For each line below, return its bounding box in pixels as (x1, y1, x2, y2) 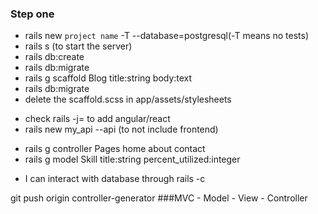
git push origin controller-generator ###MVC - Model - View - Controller (10, 192, 308, 204)
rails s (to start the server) (24, 40, 133, 52)
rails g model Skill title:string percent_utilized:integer (24, 153, 241, 166)
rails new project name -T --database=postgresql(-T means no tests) (24, 30, 310, 42)
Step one (10, 7, 55, 21)
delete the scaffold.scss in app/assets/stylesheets (24, 93, 232, 106)
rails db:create (24, 51, 85, 63)
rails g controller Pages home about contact (24, 143, 206, 155)
